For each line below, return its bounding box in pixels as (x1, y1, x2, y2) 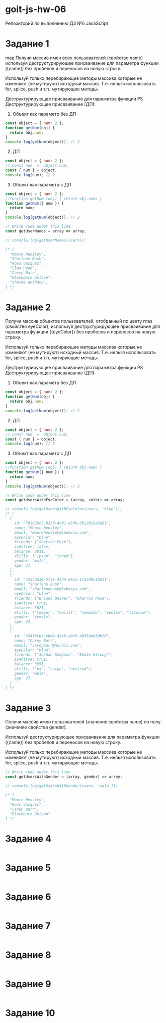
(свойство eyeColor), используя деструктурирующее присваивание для (5, 323, 160, 329)
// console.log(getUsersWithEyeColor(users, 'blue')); (5, 507, 123, 512)
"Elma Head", (10, 266, 37, 271)
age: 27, (14, 675, 33, 680)
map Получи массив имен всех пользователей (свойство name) (5, 55, 143, 61)
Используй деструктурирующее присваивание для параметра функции (5, 734, 160, 740)
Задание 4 (5, 833, 52, 845)
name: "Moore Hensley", (14, 525, 64, 530)
